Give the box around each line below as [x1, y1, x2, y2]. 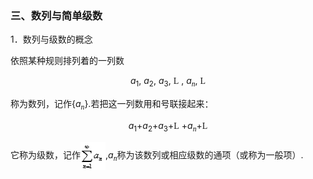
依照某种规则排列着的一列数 [10, 55, 125, 67]
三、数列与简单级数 [10, 8, 103, 22]
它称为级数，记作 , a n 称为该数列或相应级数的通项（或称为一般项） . [10, 149, 304, 163]
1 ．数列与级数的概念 [10, 33, 93, 46]
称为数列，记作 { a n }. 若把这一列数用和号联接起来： [10, 98, 214, 112]
